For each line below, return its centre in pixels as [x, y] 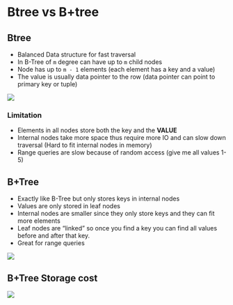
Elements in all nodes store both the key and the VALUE [97, 130]
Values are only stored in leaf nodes [69, 206]
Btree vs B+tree [53, 12]
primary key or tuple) [47, 84]
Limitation [25, 115]
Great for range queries [51, 243]
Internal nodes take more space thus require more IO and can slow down [121, 138]
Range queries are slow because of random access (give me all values [118, 152]
